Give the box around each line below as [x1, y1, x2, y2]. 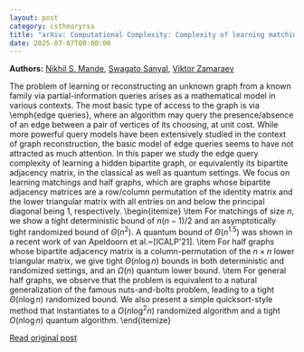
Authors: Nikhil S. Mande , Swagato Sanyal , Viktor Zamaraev [9, 63, 234, 74]
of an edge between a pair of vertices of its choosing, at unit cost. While [9, 119, 279, 130]
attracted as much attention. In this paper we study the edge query [9, 148, 259, 159]
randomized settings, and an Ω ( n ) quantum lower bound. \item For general [9, 264, 287, 276]
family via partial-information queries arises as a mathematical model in [9, 90, 276, 101]
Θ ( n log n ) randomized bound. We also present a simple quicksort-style [9, 293, 273, 304]
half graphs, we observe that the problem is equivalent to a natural [9, 274, 258, 285]
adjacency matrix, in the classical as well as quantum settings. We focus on [9, 167, 290, 178]
